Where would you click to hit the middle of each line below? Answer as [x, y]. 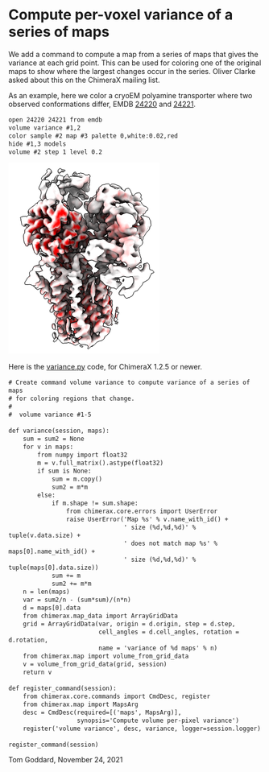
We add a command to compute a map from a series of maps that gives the [134, 54]
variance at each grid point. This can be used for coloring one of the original [135, 63]
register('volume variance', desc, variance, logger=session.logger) [142, 729]
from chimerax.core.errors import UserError [142, 511]
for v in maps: [48, 447]
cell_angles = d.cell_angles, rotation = [169, 632]
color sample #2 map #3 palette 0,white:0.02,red [93, 136]
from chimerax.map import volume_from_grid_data [106, 656]
